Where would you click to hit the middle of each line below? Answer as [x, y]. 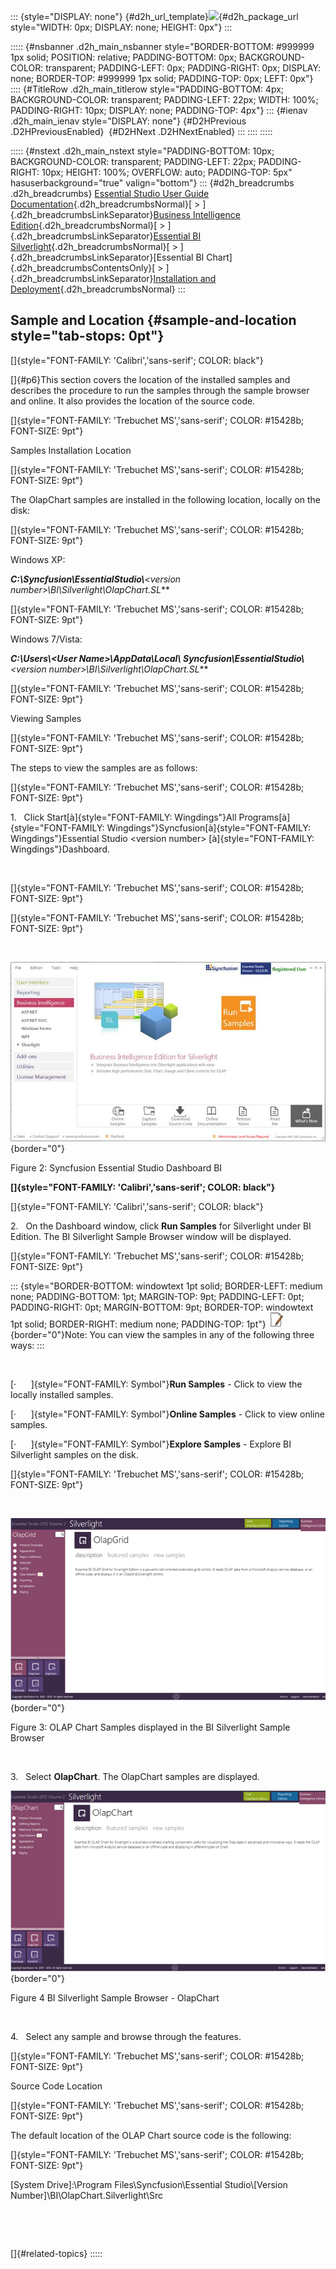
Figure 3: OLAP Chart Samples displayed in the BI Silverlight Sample [150, 1727]
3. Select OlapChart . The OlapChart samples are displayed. [135, 1776]
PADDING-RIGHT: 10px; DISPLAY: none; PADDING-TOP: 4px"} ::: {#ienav [159, 110]
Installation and [185, 278]
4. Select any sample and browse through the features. [126, 2037]
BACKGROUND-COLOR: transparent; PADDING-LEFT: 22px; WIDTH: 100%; [164, 99]
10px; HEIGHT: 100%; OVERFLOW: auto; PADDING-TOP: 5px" [167, 172]
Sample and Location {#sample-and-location [153, 320]
